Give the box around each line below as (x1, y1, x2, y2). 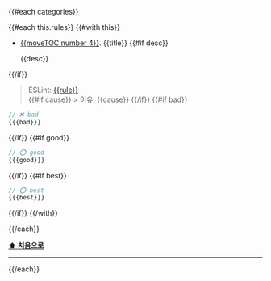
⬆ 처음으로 (8, 241, 44, 250)
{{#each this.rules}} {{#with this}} (8, 23, 121, 31)
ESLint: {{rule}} (27, 85, 79, 94)
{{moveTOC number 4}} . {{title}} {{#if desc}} (19, 38, 169, 48)
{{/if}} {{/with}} (8, 208, 59, 218)
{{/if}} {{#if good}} (8, 132, 70, 142)
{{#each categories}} (8, 7, 79, 16)
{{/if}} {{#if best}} (8, 170, 67, 180)
